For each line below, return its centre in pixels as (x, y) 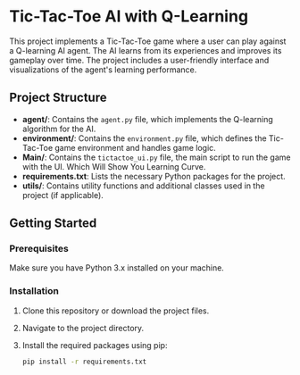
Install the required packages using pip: (95, 345)
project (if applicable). (63, 195)
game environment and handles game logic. (135, 147)
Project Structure (58, 98)
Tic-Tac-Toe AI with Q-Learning (129, 17)
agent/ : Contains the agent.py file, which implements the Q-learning (148, 119)
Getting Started (53, 224)
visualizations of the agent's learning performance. (103, 70)
